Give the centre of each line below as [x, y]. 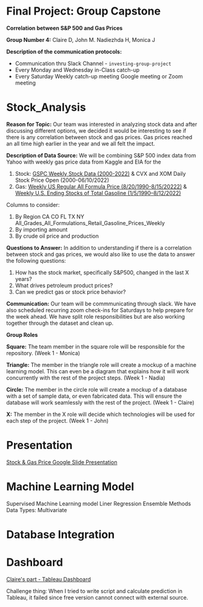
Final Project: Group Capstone [84, 11]
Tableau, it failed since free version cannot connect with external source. [97, 597]
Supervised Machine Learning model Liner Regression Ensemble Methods [99, 504]
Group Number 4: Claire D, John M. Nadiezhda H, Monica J [81, 40]
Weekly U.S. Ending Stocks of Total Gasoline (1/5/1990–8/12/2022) [98, 193]
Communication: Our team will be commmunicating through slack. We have [101, 303]
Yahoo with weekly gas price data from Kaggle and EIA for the [84, 162]
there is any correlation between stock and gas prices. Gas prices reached [99, 137]
